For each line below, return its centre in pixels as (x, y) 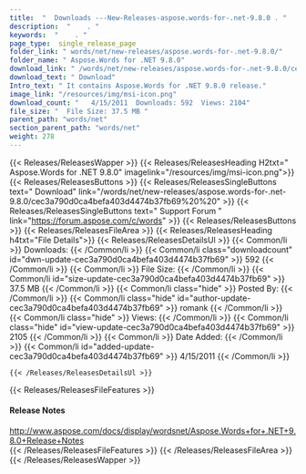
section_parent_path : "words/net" (75, 129)
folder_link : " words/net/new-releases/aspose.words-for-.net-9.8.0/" (146, 52)
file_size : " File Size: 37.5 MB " (79, 111)
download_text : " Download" (63, 77)
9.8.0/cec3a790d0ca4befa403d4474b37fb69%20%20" (115, 201)
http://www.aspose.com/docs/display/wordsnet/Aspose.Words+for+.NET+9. (153, 431)
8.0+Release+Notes (47, 441)
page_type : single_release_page (73, 43)
